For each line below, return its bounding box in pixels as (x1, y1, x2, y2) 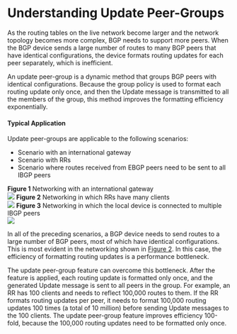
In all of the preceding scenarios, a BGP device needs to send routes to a (7, 230, 220, 238)
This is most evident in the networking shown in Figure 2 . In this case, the (7, 245, 222, 253)
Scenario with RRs (17, 156, 71, 165)
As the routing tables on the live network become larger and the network (7, 28, 219, 37)
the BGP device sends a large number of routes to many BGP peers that (7, 43, 216, 52)
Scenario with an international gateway (17, 148, 132, 157)
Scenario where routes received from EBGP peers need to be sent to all (17, 163, 226, 172)
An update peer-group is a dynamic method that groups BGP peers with (7, 72, 217, 81)
